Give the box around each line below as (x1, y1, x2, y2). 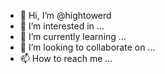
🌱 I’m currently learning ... (19, 31, 127, 42)
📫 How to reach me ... (19, 53, 113, 64)
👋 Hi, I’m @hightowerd (19, 10, 112, 21)
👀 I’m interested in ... (19, 20, 105, 32)
